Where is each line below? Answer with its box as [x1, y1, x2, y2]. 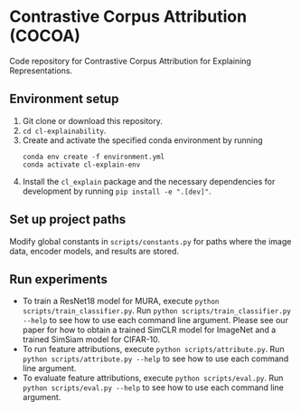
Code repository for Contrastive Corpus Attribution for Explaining [9, 55, 251, 66]
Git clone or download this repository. [22, 115, 163, 126]
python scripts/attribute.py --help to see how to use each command [22, 353, 289, 364]
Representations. [9, 65, 73, 76]
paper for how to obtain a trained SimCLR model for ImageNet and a [22, 324, 277, 336]
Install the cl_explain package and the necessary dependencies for [22, 176, 276, 186]
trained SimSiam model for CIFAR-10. [22, 334, 161, 345]
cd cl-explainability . [22, 125, 107, 136]
